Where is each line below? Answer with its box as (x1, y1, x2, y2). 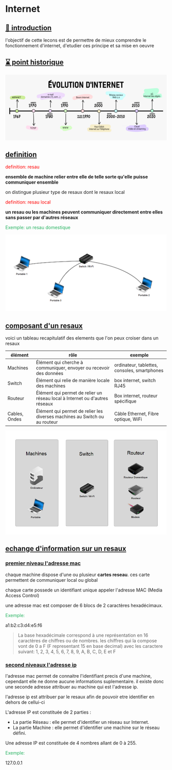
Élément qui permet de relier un (35, 390, 102, 396)
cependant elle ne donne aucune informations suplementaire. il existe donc (5, 678, 164, 684)
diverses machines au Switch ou (35, 413, 104, 420)
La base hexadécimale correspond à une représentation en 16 (17, 632, 148, 638)
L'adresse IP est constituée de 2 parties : (5, 709, 91, 715)
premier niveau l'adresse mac (5, 560, 81, 567)
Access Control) (5, 592, 39, 598)
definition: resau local (5, 199, 51, 205)
